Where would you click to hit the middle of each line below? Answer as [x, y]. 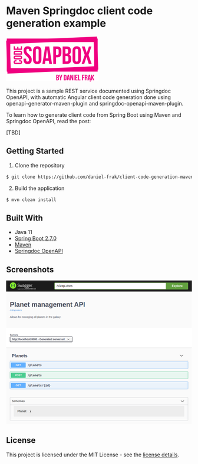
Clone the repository [39, 165]
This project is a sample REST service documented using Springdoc [88, 91]
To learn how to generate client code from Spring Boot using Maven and [94, 115]
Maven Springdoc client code [80, 11]
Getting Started [35, 151]
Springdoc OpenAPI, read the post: [49, 121]
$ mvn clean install [32, 200]
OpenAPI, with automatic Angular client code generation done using [88, 97]
